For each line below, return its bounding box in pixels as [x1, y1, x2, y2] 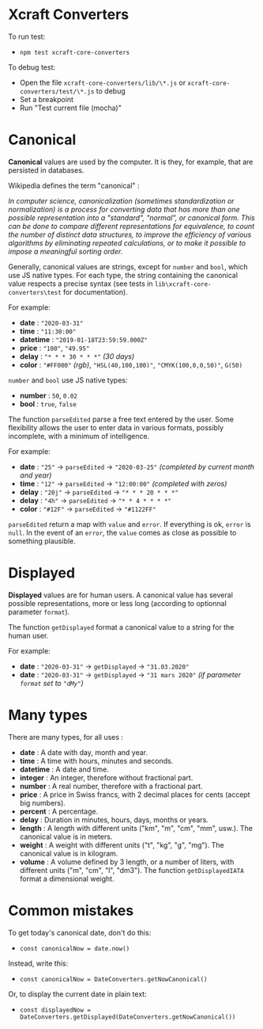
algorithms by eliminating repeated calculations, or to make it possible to [8, 238, 246, 247]
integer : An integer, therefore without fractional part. [19, 772, 193, 782]
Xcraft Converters [8, 6, 130, 24]
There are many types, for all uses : [8, 732, 124, 741]
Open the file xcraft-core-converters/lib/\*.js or [19, 78, 186, 87]
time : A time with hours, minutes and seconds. [19, 756, 174, 765]
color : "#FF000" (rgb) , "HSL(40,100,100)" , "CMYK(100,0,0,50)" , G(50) [19, 360, 243, 369]
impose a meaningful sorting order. [8, 246, 123, 256]
